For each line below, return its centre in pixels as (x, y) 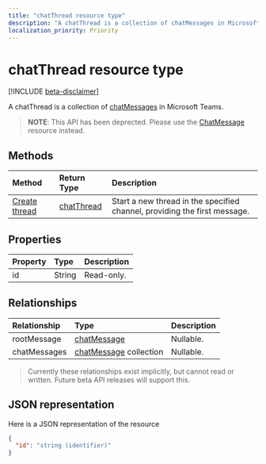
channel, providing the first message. (181, 211)
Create (25, 201)
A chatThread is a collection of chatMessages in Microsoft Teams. (116, 107)
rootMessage (37, 339)
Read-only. (105, 274)
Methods (31, 155)
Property (29, 261)
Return (72, 178)
